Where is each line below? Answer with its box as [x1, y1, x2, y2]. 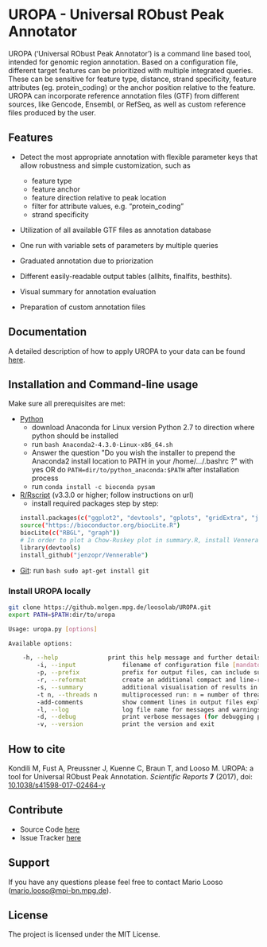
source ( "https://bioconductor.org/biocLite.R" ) [19, 522, 180, 530]
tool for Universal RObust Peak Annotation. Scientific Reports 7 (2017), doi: [8, 771, 253, 781]
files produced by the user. [8, 107, 97, 117]
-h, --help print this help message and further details [22, 654, 261, 662]
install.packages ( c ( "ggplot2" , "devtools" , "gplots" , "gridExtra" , [19, 514, 249, 522]
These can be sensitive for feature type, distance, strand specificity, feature [8, 74, 257, 83]
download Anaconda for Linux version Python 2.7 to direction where [31, 423, 255, 433]
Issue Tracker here [19, 833, 82, 842]
